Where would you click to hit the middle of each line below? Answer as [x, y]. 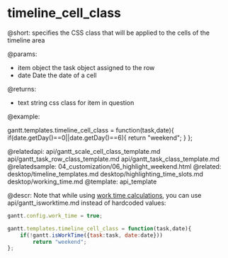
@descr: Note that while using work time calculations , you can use [104, 195]
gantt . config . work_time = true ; [55, 215]
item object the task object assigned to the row [86, 67]
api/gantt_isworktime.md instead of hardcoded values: [87, 203]
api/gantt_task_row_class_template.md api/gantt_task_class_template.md [113, 159]
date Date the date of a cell [57, 75]
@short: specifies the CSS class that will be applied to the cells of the [109, 33]
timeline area [26, 40]
